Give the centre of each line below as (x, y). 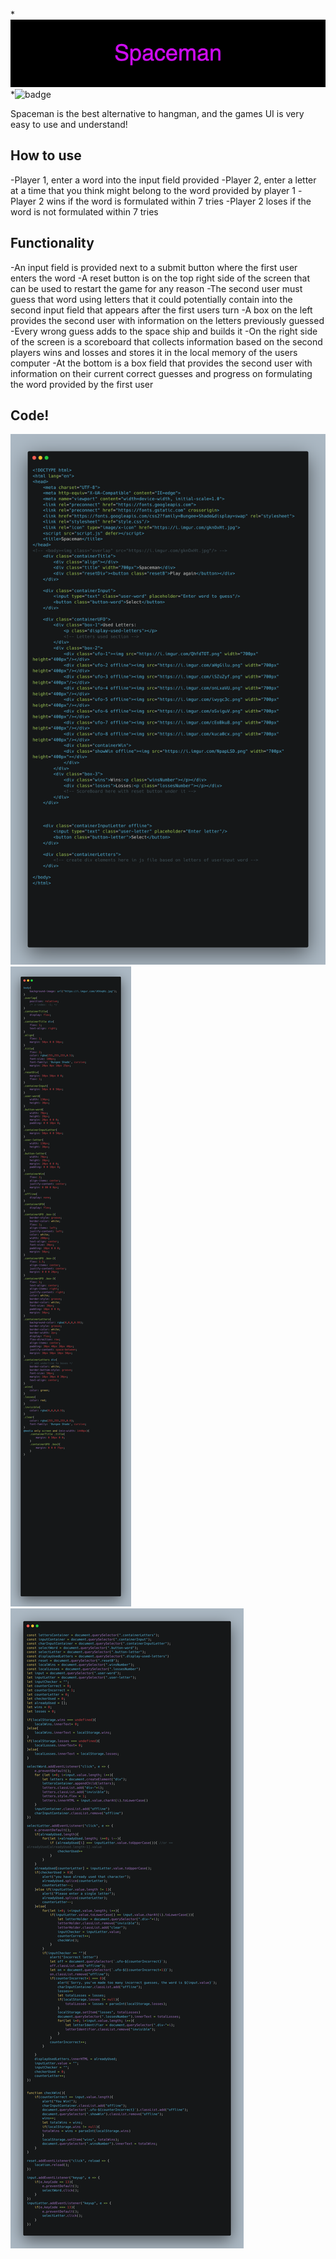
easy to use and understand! (69, 124)
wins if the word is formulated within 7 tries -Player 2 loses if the (179, 201)
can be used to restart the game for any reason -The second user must (156, 288)
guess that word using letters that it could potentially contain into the (151, 299)
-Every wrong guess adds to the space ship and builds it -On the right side (164, 331)
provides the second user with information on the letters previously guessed (167, 320)
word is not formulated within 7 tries (84, 211)
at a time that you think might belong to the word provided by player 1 (153, 190)
